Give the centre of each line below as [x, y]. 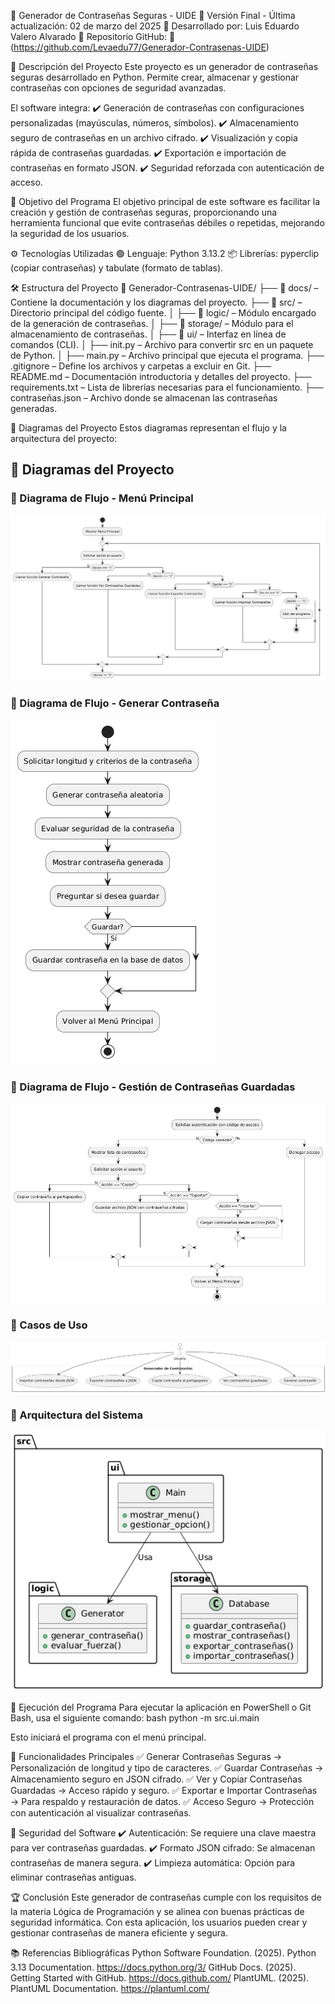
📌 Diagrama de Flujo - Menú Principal [102, 498]
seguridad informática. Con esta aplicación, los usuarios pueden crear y [159, 1922]
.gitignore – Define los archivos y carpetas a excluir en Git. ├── [141, 366]
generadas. [34, 408]
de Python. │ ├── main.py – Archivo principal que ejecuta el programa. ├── [167, 355]
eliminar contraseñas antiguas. [73, 1877]
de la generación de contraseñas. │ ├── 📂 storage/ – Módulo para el [152, 323]
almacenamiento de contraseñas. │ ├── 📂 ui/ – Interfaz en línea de [148, 334]
